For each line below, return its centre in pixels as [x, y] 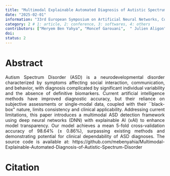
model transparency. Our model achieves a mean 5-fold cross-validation [85, 125]
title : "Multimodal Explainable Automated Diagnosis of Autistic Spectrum [86, 10]
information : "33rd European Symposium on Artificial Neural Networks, [82, 19]
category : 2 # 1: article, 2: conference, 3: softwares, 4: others [78, 24]
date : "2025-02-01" [26, 15]
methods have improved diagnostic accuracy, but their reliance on [85, 99]
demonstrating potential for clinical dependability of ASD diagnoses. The [85, 136]
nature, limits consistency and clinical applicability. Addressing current [91, 109]
